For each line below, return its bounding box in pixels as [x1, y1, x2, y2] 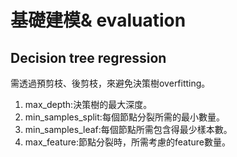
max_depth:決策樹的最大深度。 [24, 99, 153, 110]
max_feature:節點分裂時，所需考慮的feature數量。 [24, 136, 231, 148]
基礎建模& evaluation [10, 9, 187, 32]
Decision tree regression [10, 49, 167, 66]
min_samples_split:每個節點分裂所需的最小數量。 [24, 111, 225, 123]
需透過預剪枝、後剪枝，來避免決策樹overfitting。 [10, 77, 211, 89]
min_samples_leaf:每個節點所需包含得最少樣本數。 [24, 124, 233, 135]
